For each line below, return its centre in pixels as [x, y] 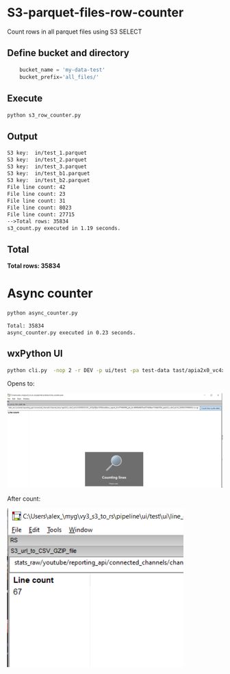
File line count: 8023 [39, 208]
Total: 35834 [26, 326]
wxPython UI [35, 354]
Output [22, 136]
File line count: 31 [37, 201]
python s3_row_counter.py [44, 115]
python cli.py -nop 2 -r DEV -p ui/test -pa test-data [88, 370]
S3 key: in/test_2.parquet [47, 160]
